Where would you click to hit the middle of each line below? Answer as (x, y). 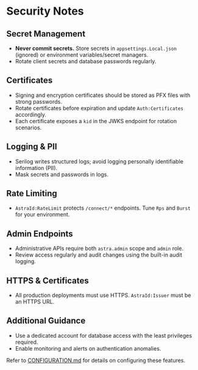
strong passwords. (38, 101)
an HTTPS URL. (35, 302)
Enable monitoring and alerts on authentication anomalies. (88, 348)
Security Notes (45, 11)
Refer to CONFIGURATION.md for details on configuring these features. (96, 360)
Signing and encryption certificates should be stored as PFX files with (103, 95)
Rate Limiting (32, 194)
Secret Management (46, 34)
